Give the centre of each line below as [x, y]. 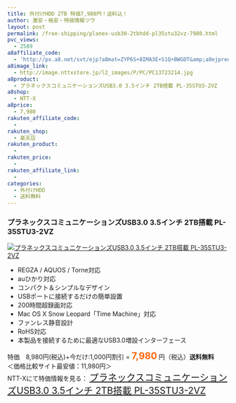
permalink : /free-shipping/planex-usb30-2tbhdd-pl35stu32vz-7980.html [113, 33]
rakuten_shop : [28, 131]
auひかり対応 [37, 279]
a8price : [20, 105]
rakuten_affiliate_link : [44, 170]
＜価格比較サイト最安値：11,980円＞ [60, 366]
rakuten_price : [29, 158]
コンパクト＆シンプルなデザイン [64, 288]
